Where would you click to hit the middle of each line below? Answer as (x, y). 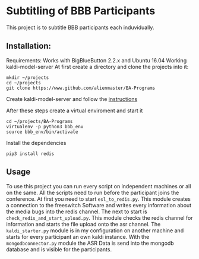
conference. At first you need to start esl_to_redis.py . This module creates (99, 199)
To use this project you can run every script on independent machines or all (99, 186)
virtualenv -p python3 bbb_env (45, 127)
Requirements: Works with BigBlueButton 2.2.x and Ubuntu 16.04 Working (97, 60)
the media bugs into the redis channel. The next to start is (77, 211)
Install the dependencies (36, 143)
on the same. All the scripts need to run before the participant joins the (93, 192)
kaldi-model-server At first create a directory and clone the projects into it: (97, 67)
